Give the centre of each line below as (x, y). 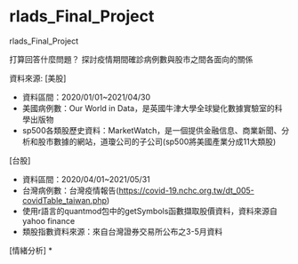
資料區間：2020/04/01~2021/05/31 (86, 179)
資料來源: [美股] (38, 78)
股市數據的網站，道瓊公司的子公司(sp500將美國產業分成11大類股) (157, 141)
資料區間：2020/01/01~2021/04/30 (86, 97)
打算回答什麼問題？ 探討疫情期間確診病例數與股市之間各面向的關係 (131, 59)
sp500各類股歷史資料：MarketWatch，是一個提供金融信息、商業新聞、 (152, 130)
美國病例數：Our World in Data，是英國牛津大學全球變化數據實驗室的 (148, 108)
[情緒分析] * (31, 250)
